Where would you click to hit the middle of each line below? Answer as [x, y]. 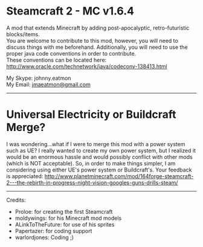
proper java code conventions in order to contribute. [71, 53]
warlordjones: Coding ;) [44, 237]
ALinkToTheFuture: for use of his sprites [65, 224]
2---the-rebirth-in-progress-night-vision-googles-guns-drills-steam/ [92, 182]
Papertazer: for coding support [53, 231]
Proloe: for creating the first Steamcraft [64, 211]
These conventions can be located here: [56, 60]
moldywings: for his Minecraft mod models [68, 218]
